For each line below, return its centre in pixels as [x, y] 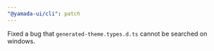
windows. [21, 41]
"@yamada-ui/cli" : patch [44, 14]
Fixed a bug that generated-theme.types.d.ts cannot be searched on [107, 34]
